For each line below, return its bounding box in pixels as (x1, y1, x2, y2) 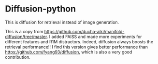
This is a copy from (5, 28, 43, 34)
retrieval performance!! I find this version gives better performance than (5, 44, 148, 50)
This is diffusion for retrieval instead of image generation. (5, 19, 119, 25)
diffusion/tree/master (5, 34, 47, 39)
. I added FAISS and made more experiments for (46, 34, 142, 39)
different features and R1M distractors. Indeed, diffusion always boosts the (5, 38, 154, 44)
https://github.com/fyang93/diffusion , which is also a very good (5, 49, 132, 55)
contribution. (5, 54, 30, 60)
